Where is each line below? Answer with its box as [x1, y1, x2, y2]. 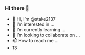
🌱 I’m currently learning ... [12, 27, 66, 33]
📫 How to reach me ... [12, 38, 59, 44]
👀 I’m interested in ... [12, 21, 55, 27]
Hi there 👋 [5, 5, 30, 12]
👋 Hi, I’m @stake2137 [12, 16, 56, 22]
